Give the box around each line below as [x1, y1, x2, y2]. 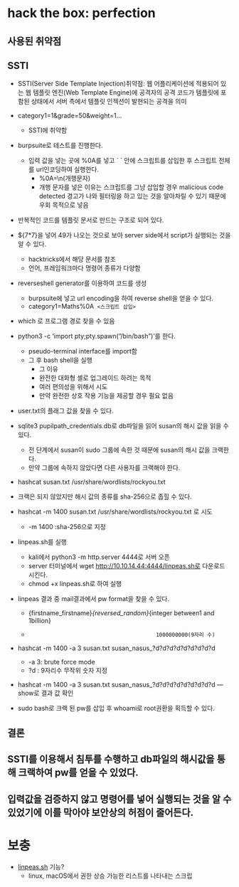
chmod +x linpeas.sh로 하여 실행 [28, 580, 122, 588]
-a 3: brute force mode [28, 658, 95, 666]
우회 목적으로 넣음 [38, 201, 89, 209]
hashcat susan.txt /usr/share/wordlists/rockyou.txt [17, 478, 166, 487]
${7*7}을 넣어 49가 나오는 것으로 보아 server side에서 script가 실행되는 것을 [17, 231, 231, 240]
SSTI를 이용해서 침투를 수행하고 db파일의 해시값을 [7, 753, 215, 765]
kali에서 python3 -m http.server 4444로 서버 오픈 [28, 553, 171, 561]
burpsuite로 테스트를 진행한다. [17, 141, 103, 150]
